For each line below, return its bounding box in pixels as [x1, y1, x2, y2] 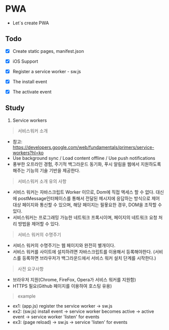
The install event [12, 78, 47, 84]
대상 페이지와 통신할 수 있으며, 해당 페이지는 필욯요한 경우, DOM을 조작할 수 [12, 202, 162, 208]
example [17, 293, 36, 299]
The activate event [12, 89, 52, 94]
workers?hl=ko [12, 149, 44, 155]
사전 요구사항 [17, 266, 44, 272]
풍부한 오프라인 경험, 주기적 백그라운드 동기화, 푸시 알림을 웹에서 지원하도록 [12, 161, 161, 167]
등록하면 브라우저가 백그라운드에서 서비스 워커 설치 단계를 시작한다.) [22, 255, 156, 261]
